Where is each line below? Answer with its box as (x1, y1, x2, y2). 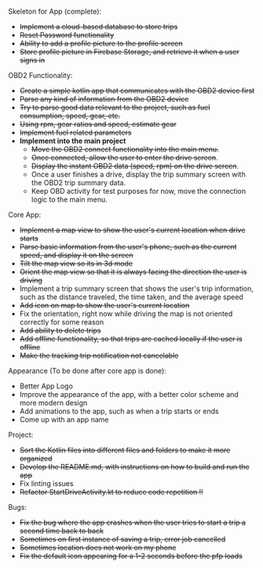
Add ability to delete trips (19, 326, 101, 335)
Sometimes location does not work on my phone (19, 543, 177, 552)
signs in (19, 55, 46, 65)
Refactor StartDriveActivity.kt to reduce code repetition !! (19, 488, 204, 496)
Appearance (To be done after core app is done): (8, 366, 166, 375)
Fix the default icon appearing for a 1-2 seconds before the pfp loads (19, 551, 243, 560)
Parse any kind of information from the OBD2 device (19, 95, 189, 103)
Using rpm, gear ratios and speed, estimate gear (19, 120, 177, 128)
